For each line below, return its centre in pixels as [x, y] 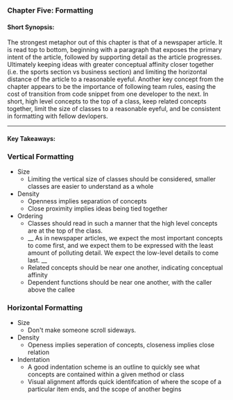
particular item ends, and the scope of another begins [104, 389]
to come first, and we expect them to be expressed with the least [120, 246]
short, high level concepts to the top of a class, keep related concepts [107, 101]
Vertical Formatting [41, 156]
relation [38, 352]
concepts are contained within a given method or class [106, 374]
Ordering [30, 216]
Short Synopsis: [31, 27]
